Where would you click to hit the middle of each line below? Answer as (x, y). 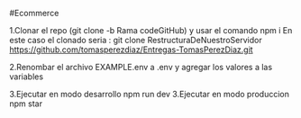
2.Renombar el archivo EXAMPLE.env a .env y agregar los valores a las (141, 67)
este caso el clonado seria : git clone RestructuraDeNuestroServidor (136, 40)
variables (26, 77)
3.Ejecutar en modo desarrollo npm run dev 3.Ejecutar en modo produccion (150, 94)
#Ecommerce (34, 13)
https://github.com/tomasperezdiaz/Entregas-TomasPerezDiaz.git (132, 50)
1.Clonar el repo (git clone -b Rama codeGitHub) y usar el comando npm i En (151, 30)
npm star (26, 104)
